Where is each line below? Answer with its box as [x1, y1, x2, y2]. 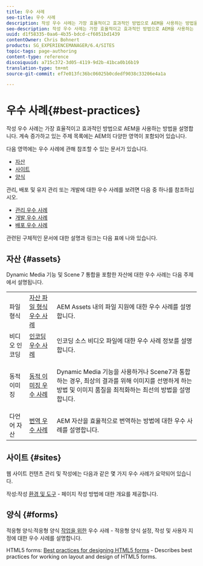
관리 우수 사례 [14, 207, 48, 214]
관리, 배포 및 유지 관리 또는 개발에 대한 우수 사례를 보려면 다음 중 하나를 [6, 186, 173, 193]
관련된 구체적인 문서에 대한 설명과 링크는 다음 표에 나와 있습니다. [6, 234, 158, 242]
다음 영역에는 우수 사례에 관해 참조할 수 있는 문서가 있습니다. [6, 146, 148, 153]
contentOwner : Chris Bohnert [6, 37, 80, 43]
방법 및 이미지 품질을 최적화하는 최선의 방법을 [56, 386, 178, 394]
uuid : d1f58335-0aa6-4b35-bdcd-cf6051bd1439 [6, 31, 120, 37]
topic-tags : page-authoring [6, 48, 77, 54]
